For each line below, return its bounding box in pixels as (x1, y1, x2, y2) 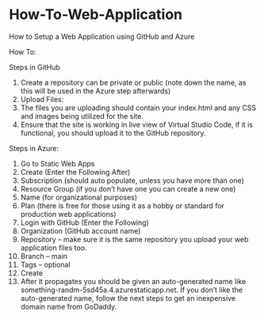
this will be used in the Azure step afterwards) (20, 85, 171, 96)
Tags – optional (20, 260, 71, 269)
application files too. (20, 243, 87, 253)
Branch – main (20, 251, 68, 260)
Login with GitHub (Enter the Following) (20, 218, 149, 227)
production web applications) (20, 209, 117, 218)
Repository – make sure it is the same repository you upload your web (20, 234, 249, 244)
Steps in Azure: (9, 143, 59, 153)
